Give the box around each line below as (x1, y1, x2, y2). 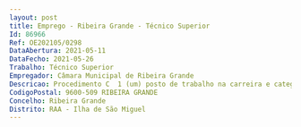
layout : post (9, 13, 58, 22)
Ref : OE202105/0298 (9, 38, 82, 47)
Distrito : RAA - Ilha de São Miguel (9, 105, 146, 114)
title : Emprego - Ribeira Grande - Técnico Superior (9, 21, 211, 30)
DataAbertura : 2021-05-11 (9, 47, 106, 55)
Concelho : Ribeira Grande (9, 96, 106, 106)
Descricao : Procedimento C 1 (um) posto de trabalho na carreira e (9, 80, 271, 89)
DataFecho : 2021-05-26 (9, 55, 94, 63)
